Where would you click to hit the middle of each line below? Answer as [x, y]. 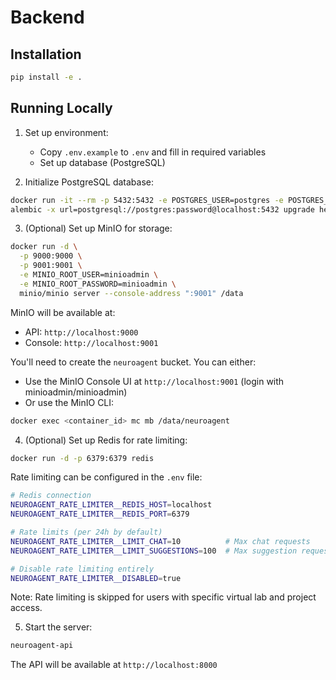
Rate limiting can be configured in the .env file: [106, 477]
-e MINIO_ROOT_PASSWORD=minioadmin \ [98, 284]
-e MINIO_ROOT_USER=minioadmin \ [89, 275]
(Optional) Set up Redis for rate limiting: [106, 440]
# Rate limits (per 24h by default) [86, 532]
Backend [47, 17]
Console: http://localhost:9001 [91, 342]
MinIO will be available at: [63, 312]
